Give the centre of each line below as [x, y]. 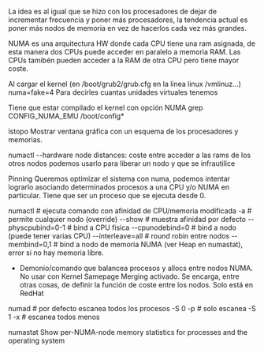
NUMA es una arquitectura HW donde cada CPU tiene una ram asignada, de [132, 43]
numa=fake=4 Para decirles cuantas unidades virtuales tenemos [113, 92]
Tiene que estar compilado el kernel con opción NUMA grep [106, 107]
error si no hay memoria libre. [56, 253]
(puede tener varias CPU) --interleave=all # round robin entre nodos [119, 236]
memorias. [26, 140]
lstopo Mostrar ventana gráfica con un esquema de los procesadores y [123, 131]
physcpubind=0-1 [37, 227]
